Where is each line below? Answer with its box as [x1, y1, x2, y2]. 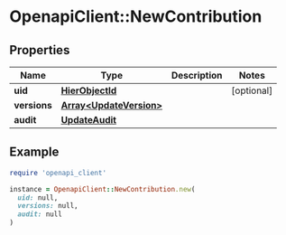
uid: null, [17, 193, 59, 202]
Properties [9, 42, 70, 58]
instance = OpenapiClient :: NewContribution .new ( [9, 184, 196, 193]
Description [171, 70, 223, 81]
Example [9, 145, 60, 160]
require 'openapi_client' [9, 168, 106, 177]
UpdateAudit [60, 114, 117, 126]
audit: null [17, 210, 63, 219]
